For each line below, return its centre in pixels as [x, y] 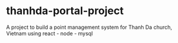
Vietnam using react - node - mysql [50, 33]
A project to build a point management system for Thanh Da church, [89, 27]
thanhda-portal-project [65, 11]
